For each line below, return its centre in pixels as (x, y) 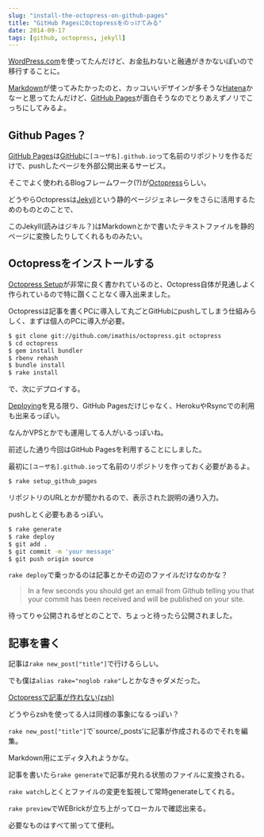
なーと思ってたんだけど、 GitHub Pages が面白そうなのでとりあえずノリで (128, 98)
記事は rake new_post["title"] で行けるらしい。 (86, 664)
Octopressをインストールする (81, 264)
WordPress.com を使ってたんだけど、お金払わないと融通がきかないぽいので (131, 61)
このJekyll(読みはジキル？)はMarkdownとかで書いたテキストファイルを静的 (132, 226)
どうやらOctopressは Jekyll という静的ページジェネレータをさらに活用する (128, 200)
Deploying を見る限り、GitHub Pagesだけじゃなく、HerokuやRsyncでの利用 (132, 406)
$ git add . (28, 544)
